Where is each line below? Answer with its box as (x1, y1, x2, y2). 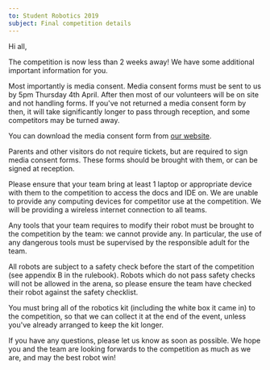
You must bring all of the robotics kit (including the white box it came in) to (8, 302, 255, 312)
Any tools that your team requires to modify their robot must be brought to (8, 220, 255, 230)
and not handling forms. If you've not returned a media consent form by (8, 98, 247, 108)
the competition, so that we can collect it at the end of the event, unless (8, 311, 247, 321)
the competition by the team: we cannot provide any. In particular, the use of (8, 228, 262, 238)
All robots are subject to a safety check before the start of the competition (8, 261, 255, 271)
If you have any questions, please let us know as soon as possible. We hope (8, 335, 261, 345)
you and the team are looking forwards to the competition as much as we (8, 343, 251, 354)
